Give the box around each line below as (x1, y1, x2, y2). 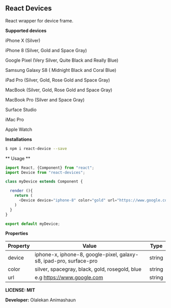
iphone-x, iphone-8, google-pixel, (35, 251, 119, 258)
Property (8, 242, 30, 249)
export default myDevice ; (5, 221, 60, 226)
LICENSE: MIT (5, 287, 36, 293)
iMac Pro (5, 116, 24, 122)
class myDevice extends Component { (5, 179, 83, 184)
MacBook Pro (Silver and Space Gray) (5, 96, 85, 102)
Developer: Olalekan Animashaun (5, 297, 76, 303)
